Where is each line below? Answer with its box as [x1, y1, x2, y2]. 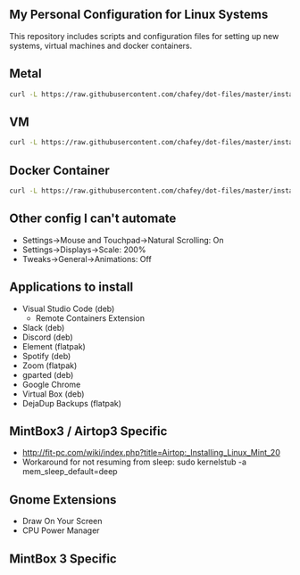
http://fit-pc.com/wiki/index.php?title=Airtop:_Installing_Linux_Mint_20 [21, 448, 281, 458]
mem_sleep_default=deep [21, 466, 118, 477]
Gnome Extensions [9, 492, 117, 507]
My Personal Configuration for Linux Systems [9, 7, 269, 22]
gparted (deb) [21, 369, 74, 380]
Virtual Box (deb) [21, 388, 85, 399]
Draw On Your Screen [21, 516, 103, 527]
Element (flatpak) [21, 341, 87, 351]
